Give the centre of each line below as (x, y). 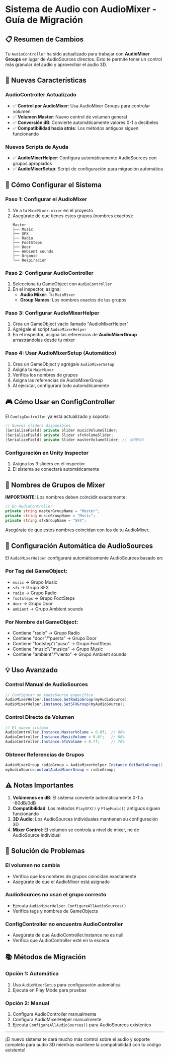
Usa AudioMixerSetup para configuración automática (66, 984)
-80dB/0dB (24, 803)
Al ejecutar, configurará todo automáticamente (61, 385)
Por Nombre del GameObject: (42, 622)
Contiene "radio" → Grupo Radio (46, 633)
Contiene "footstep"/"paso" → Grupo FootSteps (62, 643)
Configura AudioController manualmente (54, 1014)
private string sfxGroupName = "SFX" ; (46, 520)
